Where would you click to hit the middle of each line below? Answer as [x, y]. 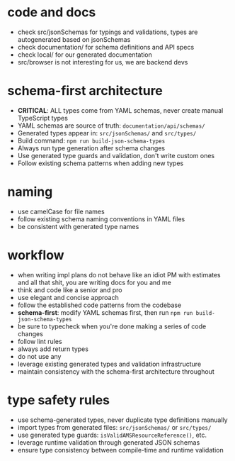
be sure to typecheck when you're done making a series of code [112, 326]
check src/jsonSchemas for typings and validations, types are [108, 32]
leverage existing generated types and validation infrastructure [109, 364]
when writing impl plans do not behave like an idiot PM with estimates [119, 274]
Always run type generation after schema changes [91, 148]
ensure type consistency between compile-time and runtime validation [121, 450]
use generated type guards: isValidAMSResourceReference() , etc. [112, 435]
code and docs [52, 12]
